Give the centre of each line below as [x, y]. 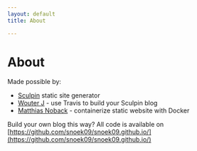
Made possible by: [34, 82]
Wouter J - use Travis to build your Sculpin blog [87, 103]
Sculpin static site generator [59, 95]
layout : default [31, 14]
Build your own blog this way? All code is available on [86, 125]
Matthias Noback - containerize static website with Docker [103, 110]
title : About [27, 21]
